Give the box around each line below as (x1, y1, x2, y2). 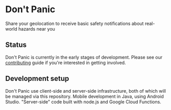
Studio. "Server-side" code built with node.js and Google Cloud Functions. (5, 98, 162, 105)
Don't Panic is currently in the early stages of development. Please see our (5, 54, 163, 60)
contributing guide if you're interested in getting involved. (5, 60, 126, 66)
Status (5, 41, 27, 49)
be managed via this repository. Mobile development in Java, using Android (5, 93, 164, 99)
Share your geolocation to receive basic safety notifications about (5, 20, 144, 26)
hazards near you (18, 25, 55, 32)
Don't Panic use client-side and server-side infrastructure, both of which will (5, 88, 166, 94)
